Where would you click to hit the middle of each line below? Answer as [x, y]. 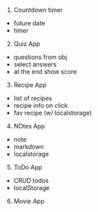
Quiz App [27, 44]
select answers [35, 64]
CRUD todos [31, 180]
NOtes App [29, 126]
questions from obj [40, 57]
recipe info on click [40, 105]
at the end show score [45, 72]
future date [29, 23]
